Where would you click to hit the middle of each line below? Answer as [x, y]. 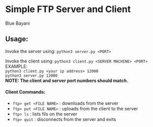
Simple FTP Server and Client [68, 9]
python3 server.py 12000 [31, 76]
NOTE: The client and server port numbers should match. [67, 80]
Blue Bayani [18, 23]
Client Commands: [25, 92]
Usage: [17, 39]
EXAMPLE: [16, 66]
